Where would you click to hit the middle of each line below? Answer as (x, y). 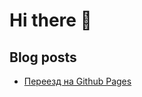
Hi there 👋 (50, 20)
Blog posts (43, 57)
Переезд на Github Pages (77, 81)
